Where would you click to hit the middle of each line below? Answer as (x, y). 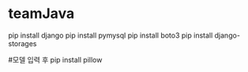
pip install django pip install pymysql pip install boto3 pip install (111, 35)
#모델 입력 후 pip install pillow (55, 59)
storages (23, 43)
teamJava (41, 14)
